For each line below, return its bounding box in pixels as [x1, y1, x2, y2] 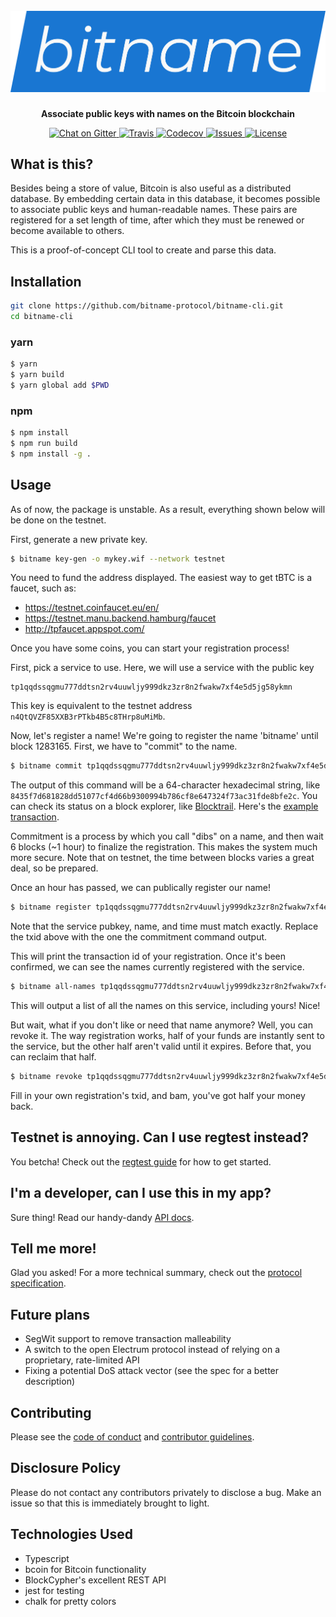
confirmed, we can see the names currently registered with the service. [10, 961, 305, 973]
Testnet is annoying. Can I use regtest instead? [10, 1129, 309, 1146]
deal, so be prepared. [10, 862, 99, 874]
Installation [10, 273, 82, 290]
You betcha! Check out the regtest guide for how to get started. [10, 1155, 272, 1168]
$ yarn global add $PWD [10, 380, 110, 390]
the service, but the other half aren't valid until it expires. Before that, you [10, 1040, 312, 1053]
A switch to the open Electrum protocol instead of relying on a [24, 1344, 281, 1356]
